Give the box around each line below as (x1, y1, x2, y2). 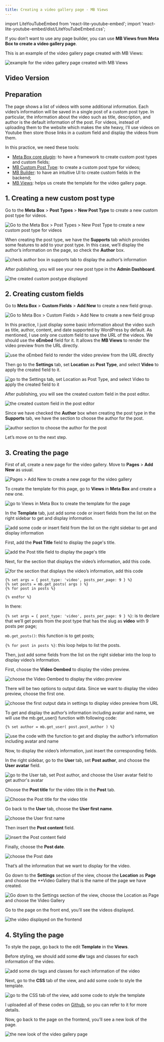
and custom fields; (12, 159, 50, 165)
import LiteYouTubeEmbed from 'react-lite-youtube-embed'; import (5, 21, 141, 27)
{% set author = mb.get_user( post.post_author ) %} (5, 724, 115, 729)
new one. (5, 491, 24, 497)
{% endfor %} (5, 595, 32, 600)
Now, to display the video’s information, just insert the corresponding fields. (5, 748, 158, 754)
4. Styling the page (5, 931, 64, 939)
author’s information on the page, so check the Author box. (5, 247, 125, 253)
